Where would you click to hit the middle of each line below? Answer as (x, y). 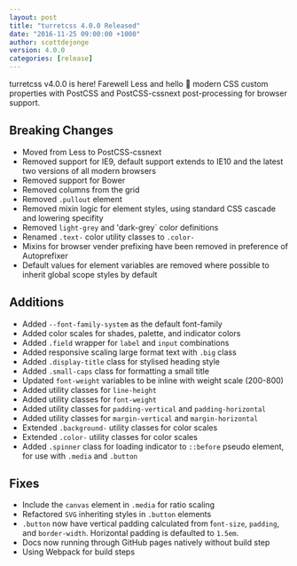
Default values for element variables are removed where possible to (146, 265)
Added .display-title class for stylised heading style (121, 361)
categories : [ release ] (51, 59)
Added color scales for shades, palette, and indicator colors (131, 333)
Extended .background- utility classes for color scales (120, 428)
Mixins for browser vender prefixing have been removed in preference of (155, 246)
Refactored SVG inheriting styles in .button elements (117, 515)
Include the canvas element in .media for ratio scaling (118, 505)
